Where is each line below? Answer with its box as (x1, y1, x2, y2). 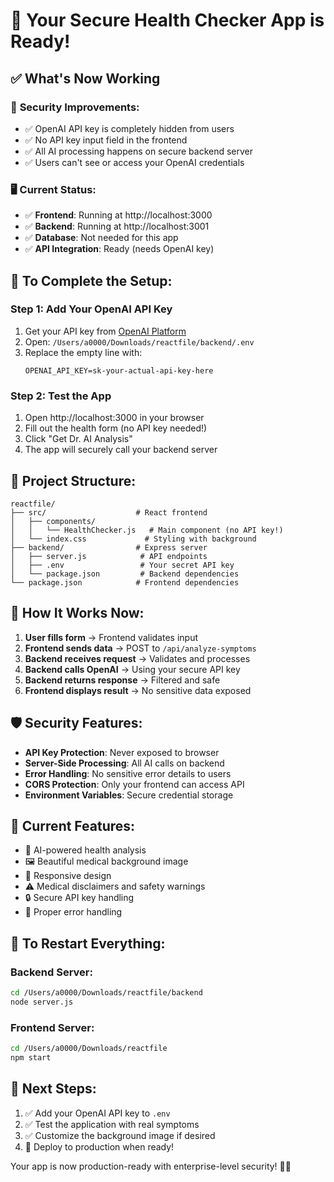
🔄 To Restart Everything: (10, 935, 166, 952)
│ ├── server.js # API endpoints (10, 551, 208, 561)
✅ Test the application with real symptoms (24, 1118, 200, 1130)
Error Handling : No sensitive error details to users (24, 767, 232, 779)
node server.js (10, 997, 74, 1007)
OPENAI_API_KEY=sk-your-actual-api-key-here (24, 365, 214, 376)
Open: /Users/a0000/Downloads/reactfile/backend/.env (24, 335, 255, 348)
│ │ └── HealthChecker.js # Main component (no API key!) (10, 525, 284, 535)
